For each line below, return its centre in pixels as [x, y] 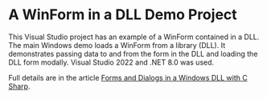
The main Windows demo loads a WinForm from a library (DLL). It [117, 45]
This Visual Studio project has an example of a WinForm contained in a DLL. [134, 37]
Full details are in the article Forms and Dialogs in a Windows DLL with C [128, 77]
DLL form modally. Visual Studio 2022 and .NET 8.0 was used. [111, 62]
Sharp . [19, 86]
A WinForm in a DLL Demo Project [123, 15]
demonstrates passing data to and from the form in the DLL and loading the [133, 53]
